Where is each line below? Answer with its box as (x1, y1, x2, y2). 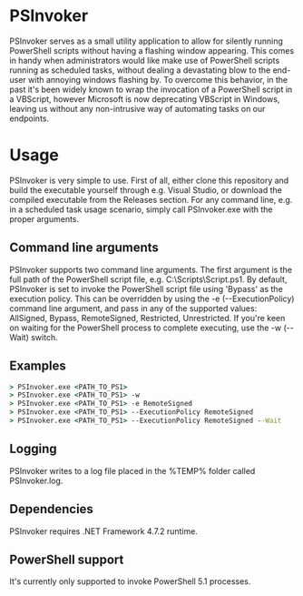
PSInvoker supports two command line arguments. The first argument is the (9, 264, 293, 275)
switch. (30, 331, 58, 342)
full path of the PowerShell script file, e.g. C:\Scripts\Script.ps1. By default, (9, 274, 288, 285)
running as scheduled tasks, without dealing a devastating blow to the (9, 65, 271, 76)
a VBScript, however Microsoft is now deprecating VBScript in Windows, (9, 93, 280, 105)
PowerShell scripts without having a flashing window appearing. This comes (9, 45, 295, 56)
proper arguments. (9, 213, 80, 224)
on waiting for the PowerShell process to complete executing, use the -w (9, 322, 282, 333)
